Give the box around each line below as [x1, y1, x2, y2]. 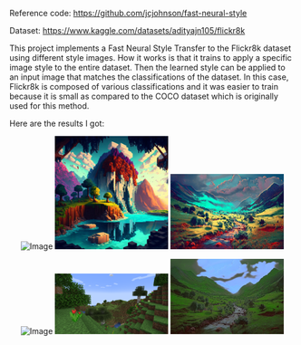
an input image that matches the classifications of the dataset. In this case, [9, 72, 289, 82]
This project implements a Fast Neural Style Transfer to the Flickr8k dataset [9, 43, 292, 53]
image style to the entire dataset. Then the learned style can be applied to [9, 62, 286, 72]
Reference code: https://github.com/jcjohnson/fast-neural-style [9, 8, 248, 18]
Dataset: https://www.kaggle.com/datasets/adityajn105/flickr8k [9, 25, 246, 35]
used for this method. [9, 101, 90, 111]
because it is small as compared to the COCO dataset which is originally [9, 91, 279, 101]
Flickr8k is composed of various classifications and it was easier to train [9, 81, 279, 91]
